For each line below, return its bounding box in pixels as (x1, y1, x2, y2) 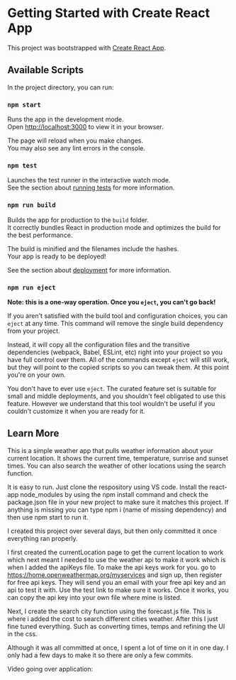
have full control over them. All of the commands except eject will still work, (7, 355, 230, 363)
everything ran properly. (7, 534, 78, 542)
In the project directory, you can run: (7, 83, 114, 92)
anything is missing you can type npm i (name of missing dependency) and (7, 505, 227, 514)
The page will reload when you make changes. (7, 136, 144, 145)
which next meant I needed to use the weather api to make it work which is (7, 555, 226, 564)
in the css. (7, 630, 38, 638)
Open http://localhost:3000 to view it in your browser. (7, 123, 164, 131)
